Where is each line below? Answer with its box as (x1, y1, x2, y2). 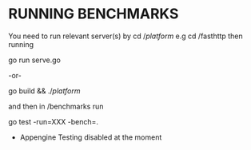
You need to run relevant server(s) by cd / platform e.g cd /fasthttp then (8, 31, 243, 41)
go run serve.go (8, 55, 62, 65)
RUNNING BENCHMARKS (8, 5, 179, 23)
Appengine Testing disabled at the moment (19, 132, 162, 142)
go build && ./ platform (8, 85, 81, 96)
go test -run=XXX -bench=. (8, 116, 98, 126)
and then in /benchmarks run (8, 101, 104, 111)
